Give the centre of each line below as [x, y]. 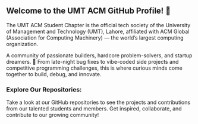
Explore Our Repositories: [44, 89]
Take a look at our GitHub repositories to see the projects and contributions [98, 102]
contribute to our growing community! [53, 115]
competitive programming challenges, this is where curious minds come [94, 68]
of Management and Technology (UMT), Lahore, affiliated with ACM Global [98, 31]
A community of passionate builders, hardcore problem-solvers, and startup [99, 55]
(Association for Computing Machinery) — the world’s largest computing [95, 37]
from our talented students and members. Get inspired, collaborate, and [94, 109]
